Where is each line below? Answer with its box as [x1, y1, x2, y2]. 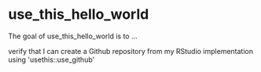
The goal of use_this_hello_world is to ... [8, 31, 138, 41]
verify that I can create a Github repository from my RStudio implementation [8, 46, 254, 56]
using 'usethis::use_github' [8, 55, 95, 64]
